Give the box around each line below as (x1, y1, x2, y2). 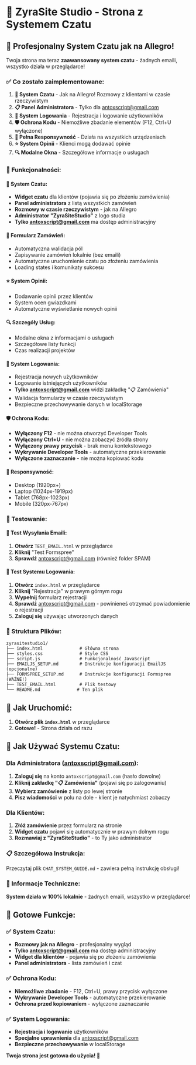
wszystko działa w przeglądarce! (6, 63, 85, 70)
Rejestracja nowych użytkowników (14, 373, 98, 381)
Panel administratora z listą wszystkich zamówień (14, 200, 137, 207)
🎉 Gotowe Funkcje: (6, 910, 76, 920)
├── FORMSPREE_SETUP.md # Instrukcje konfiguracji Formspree (6, 671, 171, 677)
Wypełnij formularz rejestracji (14, 593, 87, 601)
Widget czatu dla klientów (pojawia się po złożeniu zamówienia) (14, 193, 170, 200)
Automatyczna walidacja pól (14, 245, 83, 252)
